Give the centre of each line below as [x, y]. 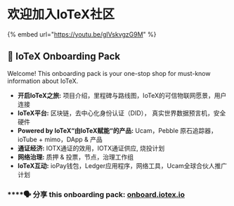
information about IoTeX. [43, 81]
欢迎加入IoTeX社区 [61, 14]
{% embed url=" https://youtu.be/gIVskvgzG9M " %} [82, 34]
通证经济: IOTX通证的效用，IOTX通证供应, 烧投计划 [91, 148]
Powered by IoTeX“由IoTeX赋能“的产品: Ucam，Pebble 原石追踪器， [117, 130]
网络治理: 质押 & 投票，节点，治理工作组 [76, 157]
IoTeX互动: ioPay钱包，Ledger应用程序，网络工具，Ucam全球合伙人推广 [122, 165]
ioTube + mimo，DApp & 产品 [60, 139]
